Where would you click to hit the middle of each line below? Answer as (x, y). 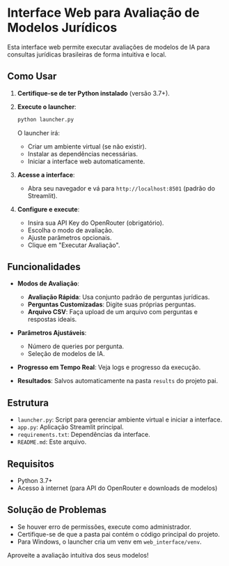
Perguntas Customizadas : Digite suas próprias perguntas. (112, 304)
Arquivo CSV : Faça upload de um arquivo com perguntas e (113, 312)
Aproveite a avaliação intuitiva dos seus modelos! (78, 555)
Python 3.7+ (35, 481)
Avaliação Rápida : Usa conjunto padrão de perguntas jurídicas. (119, 297)
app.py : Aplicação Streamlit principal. (70, 427)
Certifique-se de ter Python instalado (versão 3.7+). (94, 93)
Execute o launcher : (47, 107)
